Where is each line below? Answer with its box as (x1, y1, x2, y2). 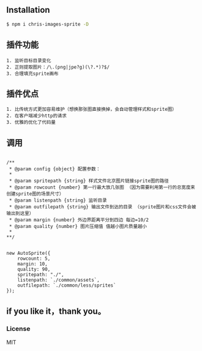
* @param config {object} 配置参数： (9, 166, 101, 172)
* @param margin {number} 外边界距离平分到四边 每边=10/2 (9, 217, 149, 223)
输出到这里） (6, 211, 34, 217)
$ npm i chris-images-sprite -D (6, 21, 89, 27)
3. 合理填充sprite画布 (6, 70, 59, 77)
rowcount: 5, (17, 255, 51, 262)
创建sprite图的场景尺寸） (6, 191, 64, 197)
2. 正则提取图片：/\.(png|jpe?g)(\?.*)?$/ (6, 64, 110, 70)
